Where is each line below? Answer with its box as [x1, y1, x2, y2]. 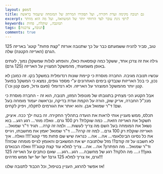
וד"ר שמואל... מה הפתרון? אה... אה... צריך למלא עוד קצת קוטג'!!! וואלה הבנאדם [5, 144, 151, 149]
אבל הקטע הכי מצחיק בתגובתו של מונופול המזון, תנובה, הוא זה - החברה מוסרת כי [5, 92, 154, 98]
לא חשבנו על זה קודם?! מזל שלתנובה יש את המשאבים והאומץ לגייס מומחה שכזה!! [5, 138, 154, 144]
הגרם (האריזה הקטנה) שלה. [5, 48, 56, 54]
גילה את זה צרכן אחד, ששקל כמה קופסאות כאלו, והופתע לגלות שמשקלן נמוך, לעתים [5, 58, 158, 64]
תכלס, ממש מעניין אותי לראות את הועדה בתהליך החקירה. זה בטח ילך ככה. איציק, [5, 112, 153, 118]
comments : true [5, 30, 36, 35]
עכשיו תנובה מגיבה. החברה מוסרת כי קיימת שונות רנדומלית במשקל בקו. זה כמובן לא [5, 73, 159, 78]
